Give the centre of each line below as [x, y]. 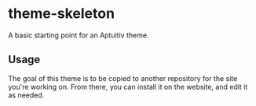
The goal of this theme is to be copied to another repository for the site [123, 78]
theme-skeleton [62, 14]
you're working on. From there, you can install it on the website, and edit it [128, 87]
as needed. [26, 95]
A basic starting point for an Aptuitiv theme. [79, 35]
